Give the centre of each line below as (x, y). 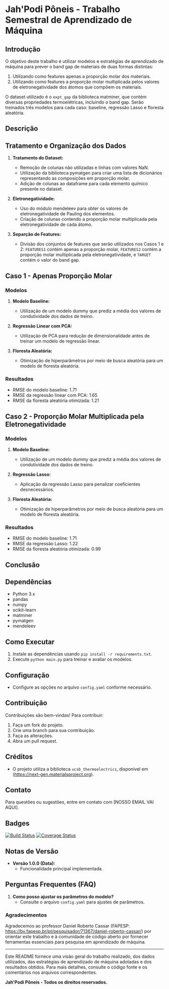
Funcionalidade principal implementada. (61, 869)
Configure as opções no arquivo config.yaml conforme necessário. (82, 687)
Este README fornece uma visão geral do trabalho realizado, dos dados (80, 956)
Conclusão (23, 565)
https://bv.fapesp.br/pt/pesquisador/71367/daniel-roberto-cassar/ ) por (78, 931)
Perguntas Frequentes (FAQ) (51, 885)
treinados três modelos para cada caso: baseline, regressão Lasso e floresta (84, 107)
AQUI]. (12, 807)
